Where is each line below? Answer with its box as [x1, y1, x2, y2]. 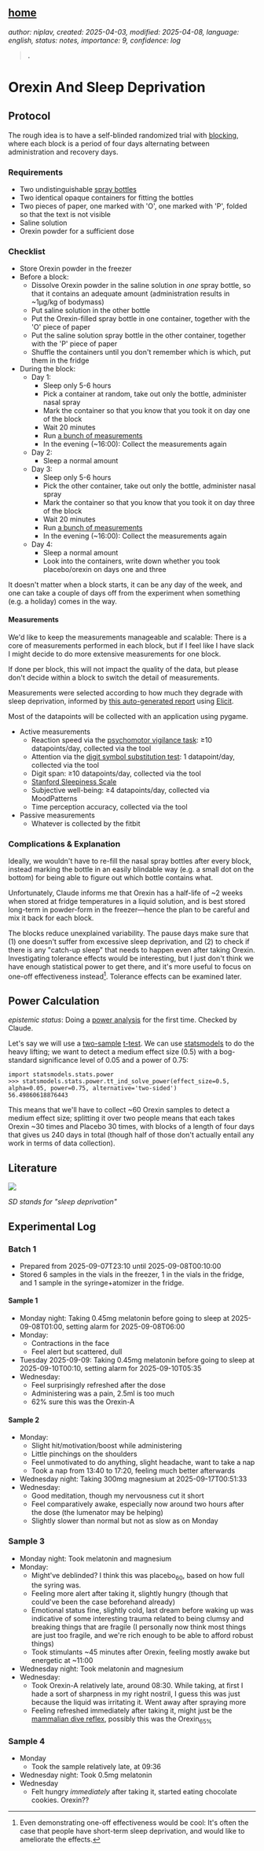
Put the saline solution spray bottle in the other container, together [31, 330, 246, 341]
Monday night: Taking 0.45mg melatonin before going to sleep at [19, 1314, 230, 1323]
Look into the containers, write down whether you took [42, 556, 221, 566]
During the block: [19, 364, 76, 374]
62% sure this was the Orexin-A [31, 1397, 135, 1407]
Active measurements [19, 727, 90, 736]
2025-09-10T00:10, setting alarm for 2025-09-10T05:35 [19, 1364, 202, 1374]
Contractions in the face [31, 1339, 110, 1348]
